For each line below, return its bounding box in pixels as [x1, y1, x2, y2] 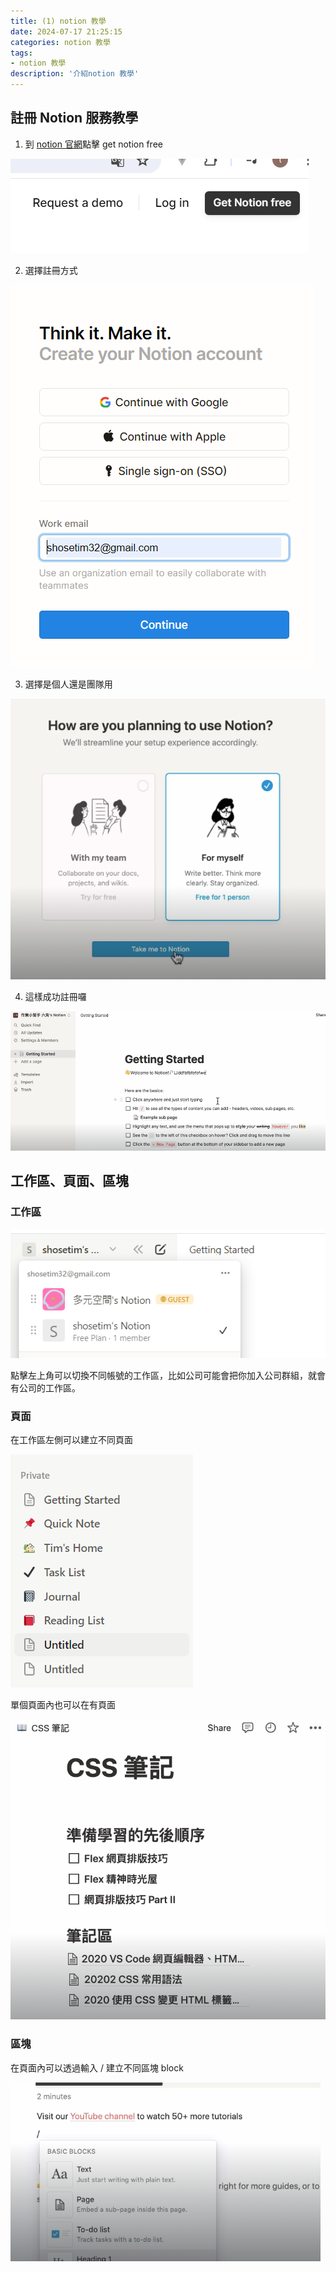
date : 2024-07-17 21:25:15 [10, 26, 123, 37]
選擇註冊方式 [24, 264, 78, 276]
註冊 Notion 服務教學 [10, 110, 139, 127]
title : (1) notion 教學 [10, 16, 107, 26]
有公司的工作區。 [10, 1382, 81, 1394]
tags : [10, 48, 33, 58]
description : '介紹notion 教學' [10, 69, 140, 79]
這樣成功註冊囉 [24, 991, 87, 1003]
